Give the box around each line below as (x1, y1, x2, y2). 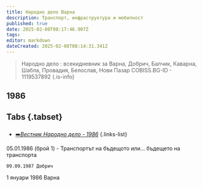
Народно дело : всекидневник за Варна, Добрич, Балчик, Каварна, (21, 59, 197, 67)
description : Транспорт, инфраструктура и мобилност (6, 15, 144, 21)
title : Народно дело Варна (6, 9, 75, 15)
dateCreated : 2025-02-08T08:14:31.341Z (6, 44, 108, 50)
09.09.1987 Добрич (6, 163, 53, 169)
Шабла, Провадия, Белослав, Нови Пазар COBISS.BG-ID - (21, 66, 172, 74)
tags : (6, 32, 20, 38)
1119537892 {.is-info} (21, 73, 75, 80)
